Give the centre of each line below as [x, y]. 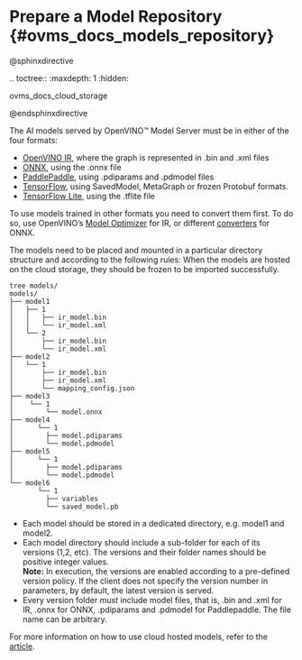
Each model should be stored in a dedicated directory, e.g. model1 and [153, 523]
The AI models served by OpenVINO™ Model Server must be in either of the [150, 130]
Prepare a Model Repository [116, 17]
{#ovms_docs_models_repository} [142, 36]
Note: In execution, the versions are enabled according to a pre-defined [156, 571]
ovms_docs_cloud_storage [59, 96]
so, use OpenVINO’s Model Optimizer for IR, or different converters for [140, 223]
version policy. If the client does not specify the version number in [145, 581]
